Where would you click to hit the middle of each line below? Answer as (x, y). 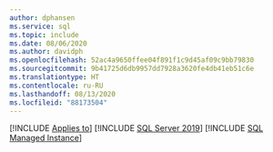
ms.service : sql (40, 26)
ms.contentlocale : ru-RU (56, 86)
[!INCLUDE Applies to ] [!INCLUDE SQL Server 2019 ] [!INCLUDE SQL (136, 128)
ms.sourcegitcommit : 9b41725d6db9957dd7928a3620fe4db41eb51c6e (132, 69)
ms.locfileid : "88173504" (58, 102)
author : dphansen (42, 18)
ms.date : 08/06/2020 (49, 43)
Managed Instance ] (46, 138)
